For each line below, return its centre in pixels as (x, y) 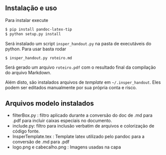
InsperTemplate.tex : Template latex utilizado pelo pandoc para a (79, 137)
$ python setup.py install (33, 34)
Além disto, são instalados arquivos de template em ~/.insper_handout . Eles (83, 82)
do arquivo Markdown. (28, 73)
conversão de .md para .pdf (41, 142)
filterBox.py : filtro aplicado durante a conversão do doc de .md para (82, 115)
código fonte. (26, 131)
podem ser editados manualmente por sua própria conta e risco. (71, 88)
